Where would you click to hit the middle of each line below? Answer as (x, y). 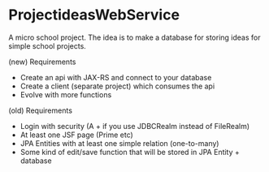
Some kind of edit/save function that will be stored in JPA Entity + (130, 152)
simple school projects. (48, 45)
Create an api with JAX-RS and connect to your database (116, 77)
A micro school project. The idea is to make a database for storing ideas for (134, 37)
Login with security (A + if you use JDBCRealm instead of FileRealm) (135, 126)
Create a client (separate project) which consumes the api (117, 86)
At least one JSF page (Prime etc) (77, 135)
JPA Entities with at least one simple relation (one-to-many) (119, 143)
